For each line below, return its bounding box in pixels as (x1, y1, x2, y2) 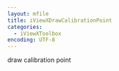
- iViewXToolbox (13, 30, 62, 37)
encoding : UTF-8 (7, 37, 55, 44)
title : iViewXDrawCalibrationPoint (7, 17, 113, 24)
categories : (7, 23, 42, 30)
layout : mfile (7, 10, 50, 18)
